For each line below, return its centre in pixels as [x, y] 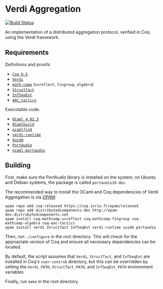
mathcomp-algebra [23, 223]
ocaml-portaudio [29, 150]
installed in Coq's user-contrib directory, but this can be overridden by [76, 261]
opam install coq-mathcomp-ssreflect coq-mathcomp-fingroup [68, 219]
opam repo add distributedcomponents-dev [48, 210]
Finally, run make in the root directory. [42, 281]
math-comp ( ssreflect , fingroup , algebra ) [53, 84]
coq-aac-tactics [59, 223]
